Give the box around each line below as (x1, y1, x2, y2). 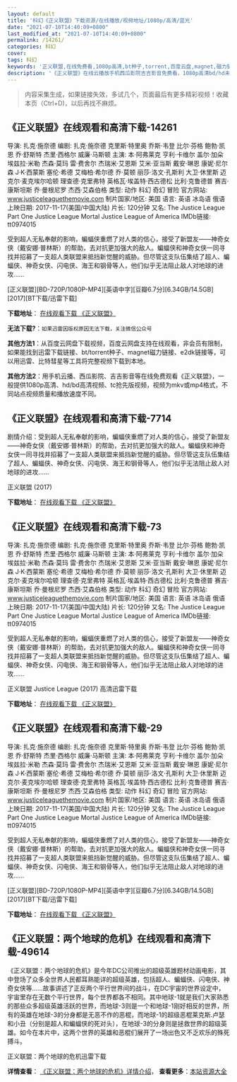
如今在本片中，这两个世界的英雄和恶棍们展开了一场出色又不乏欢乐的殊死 (19, 1028, 230, 1037)
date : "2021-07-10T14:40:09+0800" (7, 23, 109, 30)
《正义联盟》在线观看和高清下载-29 (7, 723, 163, 735)
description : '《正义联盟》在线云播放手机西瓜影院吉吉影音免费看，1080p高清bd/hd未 (7, 69, 231, 76)
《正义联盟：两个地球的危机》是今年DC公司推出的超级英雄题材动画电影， (7, 966, 221, 974)
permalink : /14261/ (7, 37, 65, 44)
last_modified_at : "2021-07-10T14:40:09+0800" (7, 30, 147, 38)
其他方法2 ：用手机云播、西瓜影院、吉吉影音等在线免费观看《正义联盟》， (7, 372, 219, 381)
